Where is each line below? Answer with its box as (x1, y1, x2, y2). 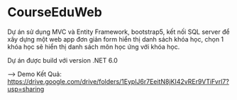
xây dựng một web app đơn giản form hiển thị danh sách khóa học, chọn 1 (7, 35, 224, 43)
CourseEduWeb (7, 4, 103, 20)
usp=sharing (7, 85, 45, 93)
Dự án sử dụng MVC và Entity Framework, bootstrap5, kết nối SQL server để (7, 27, 230, 36)
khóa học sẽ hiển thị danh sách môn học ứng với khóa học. (7, 42, 180, 51)
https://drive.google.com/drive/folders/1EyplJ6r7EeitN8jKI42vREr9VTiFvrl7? (7, 77, 229, 85)
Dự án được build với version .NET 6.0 (7, 56, 118, 64)
